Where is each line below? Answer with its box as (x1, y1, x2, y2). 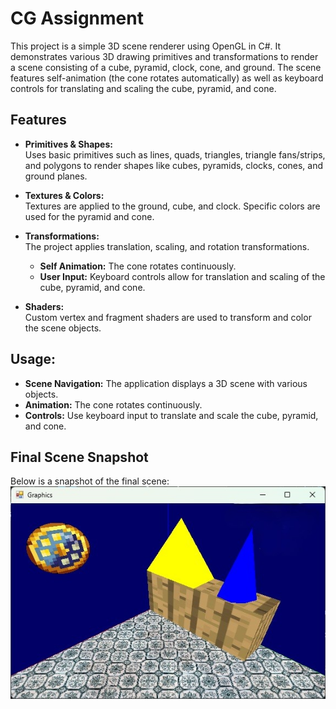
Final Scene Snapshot (10, 448, 149, 466)
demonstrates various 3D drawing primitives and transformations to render (10, 50, 319, 62)
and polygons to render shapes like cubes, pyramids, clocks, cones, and (24, 159, 324, 171)
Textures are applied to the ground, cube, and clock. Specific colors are (24, 200, 321, 212)
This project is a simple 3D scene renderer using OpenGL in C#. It (10, 40, 282, 52)
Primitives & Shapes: (24, 138, 113, 150)
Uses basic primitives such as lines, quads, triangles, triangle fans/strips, (24, 148, 326, 161)
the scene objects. (24, 322, 102, 334)
